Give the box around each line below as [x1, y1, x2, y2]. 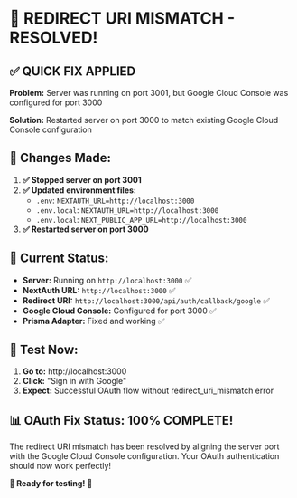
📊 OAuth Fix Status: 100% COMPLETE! [9, 412, 234, 428]
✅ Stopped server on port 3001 [22, 174, 142, 185]
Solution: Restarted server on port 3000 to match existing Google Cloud [9, 115, 279, 125]
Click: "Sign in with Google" [22, 376, 127, 387]
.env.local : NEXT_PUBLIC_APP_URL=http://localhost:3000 [35, 214, 247, 225]
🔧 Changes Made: [9, 150, 111, 166]
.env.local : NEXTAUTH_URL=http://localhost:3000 [35, 204, 219, 215]
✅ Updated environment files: [22, 185, 137, 196]
